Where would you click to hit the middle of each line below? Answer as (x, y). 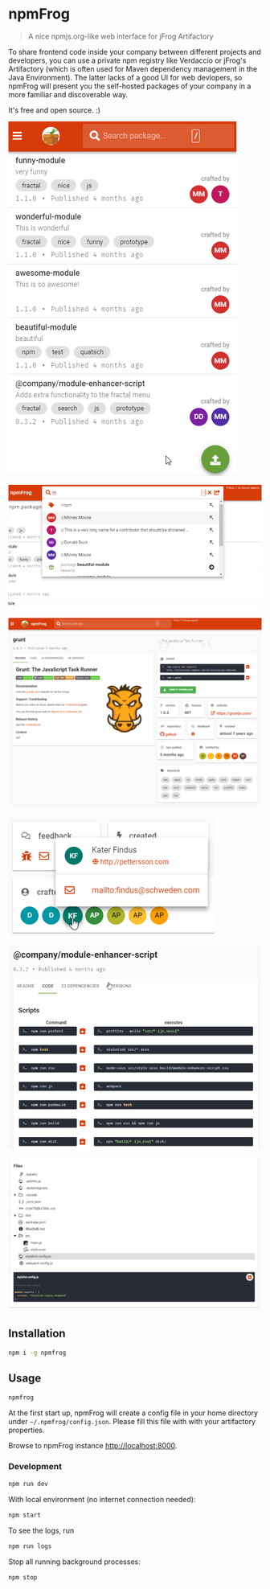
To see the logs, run (41, 1530)
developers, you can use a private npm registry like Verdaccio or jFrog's (127, 60)
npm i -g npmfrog (37, 1353)
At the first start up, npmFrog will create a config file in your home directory (133, 1413)
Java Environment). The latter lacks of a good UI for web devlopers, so (125, 77)
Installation (37, 1333)
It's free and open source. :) (54, 110)
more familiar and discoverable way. (68, 94)
